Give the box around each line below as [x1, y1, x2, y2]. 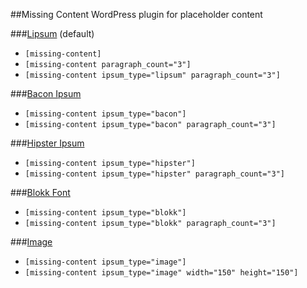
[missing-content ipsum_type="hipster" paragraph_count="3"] [24, 169, 286, 179]
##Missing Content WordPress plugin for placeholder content [10, 9, 263, 20]
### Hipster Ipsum [10, 137, 85, 149]
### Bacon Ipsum [10, 88, 82, 99]
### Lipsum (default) [10, 28, 95, 39]
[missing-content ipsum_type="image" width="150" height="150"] [24, 268, 299, 278]
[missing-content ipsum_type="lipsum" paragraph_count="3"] [24, 70, 281, 80]
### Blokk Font [10, 187, 71, 198]
